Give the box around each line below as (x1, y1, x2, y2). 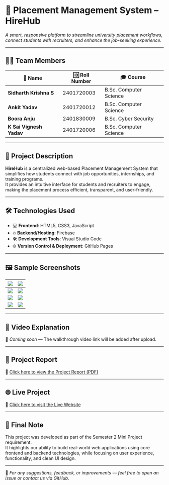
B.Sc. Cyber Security (105, 115, 154, 122)
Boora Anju (8, 115, 35, 122)
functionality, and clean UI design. (5, 455, 76, 461)
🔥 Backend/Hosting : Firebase (12, 230, 75, 236)
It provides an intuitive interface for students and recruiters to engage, (5, 181, 151, 187)
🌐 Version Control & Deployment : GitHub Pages (12, 243, 113, 249)
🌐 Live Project (5, 388, 50, 397)
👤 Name (23, 74, 43, 81)
